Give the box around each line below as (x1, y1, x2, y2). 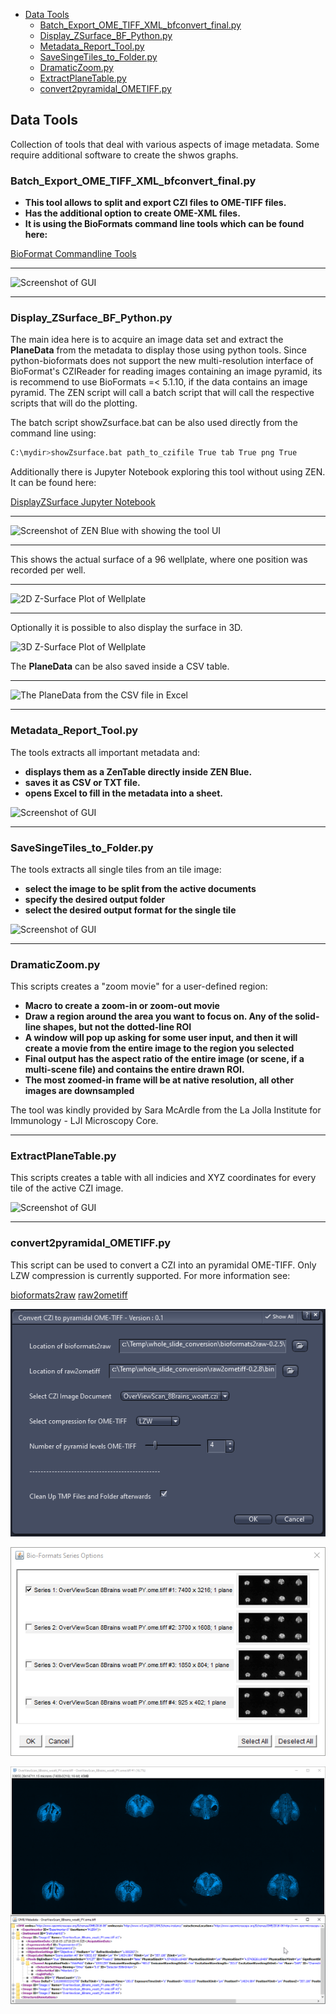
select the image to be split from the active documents (24, 882, 257, 894)
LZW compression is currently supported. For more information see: (10, 1269, 291, 1281)
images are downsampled (24, 1085, 135, 1097)
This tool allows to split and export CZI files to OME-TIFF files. (24, 197, 287, 209)
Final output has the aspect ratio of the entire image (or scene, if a (24, 1053, 305, 1065)
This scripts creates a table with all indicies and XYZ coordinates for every (10, 1172, 317, 1184)
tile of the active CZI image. (10, 1182, 124, 1194)
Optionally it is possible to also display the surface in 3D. (10, 622, 243, 634)
